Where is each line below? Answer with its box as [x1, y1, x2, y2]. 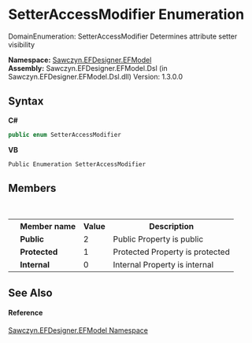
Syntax [8, 94, 44, 108]
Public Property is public [113, 234, 204, 245]
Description [149, 221, 195, 232]
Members [8, 182, 57, 195]
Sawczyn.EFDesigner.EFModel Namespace [8, 326, 148, 335]
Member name [20, 221, 76, 232]
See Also [8, 286, 53, 300]
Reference [8, 308, 43, 318]
